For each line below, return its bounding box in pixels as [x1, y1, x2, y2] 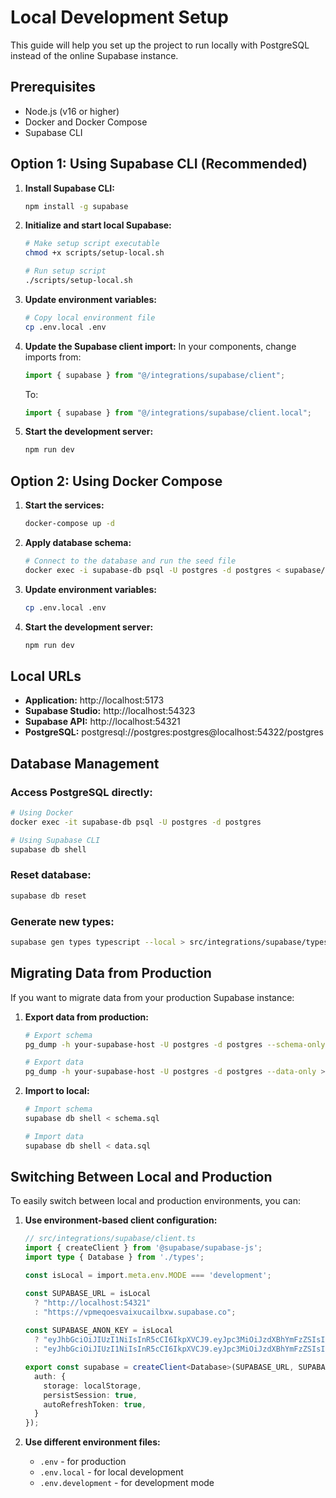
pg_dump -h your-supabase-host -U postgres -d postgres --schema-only [24, 1039, 326, 1050]
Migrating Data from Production [10, 965, 212, 982]
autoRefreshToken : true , [43, 1399, 147, 1410]
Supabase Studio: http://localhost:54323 [24, 705, 196, 717]
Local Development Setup [10, 6, 229, 29]
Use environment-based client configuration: [24, 1214, 218, 1226]
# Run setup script [24, 266, 107, 276]
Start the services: [24, 499, 105, 511]
